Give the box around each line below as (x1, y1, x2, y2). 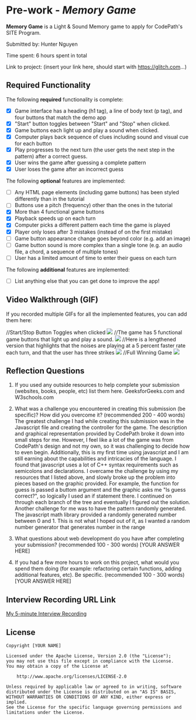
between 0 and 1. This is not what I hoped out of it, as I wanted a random (14, 518, 190, 525)
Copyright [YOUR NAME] (6, 643, 61, 649)
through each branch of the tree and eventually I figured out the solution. (14, 499, 191, 506)
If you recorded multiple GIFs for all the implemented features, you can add (6, 310, 187, 317)
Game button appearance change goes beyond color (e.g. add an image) (14, 235, 191, 242)
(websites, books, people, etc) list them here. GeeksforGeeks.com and (14, 388, 185, 395)
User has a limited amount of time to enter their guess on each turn (14, 254, 177, 261)
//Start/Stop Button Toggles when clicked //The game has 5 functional (6, 329, 183, 336)
